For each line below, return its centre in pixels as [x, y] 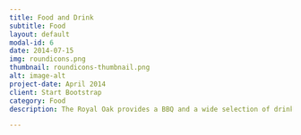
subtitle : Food [38, 26]
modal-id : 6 [31, 42]
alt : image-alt [38, 76]
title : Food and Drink [52, 17]
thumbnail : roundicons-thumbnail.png [80, 68]
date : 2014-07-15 [42, 51]
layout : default [39, 34]
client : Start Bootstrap [56, 92]
